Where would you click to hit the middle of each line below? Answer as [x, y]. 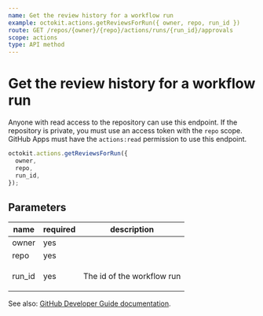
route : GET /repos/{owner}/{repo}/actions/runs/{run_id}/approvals [121, 30]
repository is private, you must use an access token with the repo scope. [125, 131]
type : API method [37, 45]
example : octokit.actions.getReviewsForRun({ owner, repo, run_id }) [124, 23]
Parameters [37, 207]
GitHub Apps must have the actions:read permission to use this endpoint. [128, 139]
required [59, 229]
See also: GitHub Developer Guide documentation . [89, 303]
